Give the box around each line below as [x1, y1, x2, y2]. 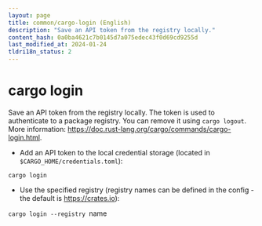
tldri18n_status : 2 [8, 48, 72, 56]
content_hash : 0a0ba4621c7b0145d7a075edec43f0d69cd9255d [8, 33, 198, 42]
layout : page [8, 11, 51, 20]
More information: [8, 124, 67, 133]
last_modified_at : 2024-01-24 [8, 41, 107, 49]
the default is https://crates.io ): [19, 193, 120, 202]
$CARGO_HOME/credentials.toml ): [19, 156, 123, 166]
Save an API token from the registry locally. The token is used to [8, 108, 216, 117]
